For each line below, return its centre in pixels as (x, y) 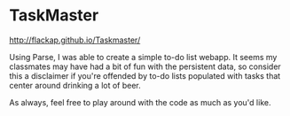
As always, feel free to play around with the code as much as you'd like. (140, 102)
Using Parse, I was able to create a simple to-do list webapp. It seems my (143, 57)
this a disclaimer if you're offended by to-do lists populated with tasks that (145, 75)
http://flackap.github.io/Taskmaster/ (75, 40)
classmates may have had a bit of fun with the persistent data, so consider (145, 66)
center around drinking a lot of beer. (75, 85)
